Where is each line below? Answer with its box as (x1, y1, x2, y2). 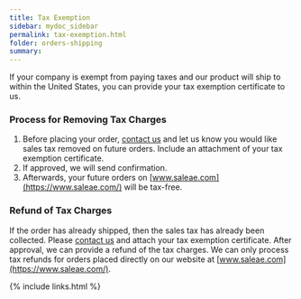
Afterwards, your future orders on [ (22, 173, 153, 183)
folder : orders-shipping (9, 38, 103, 48)
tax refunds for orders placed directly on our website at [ (9, 254, 220, 265)
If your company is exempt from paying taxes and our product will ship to (9, 71, 281, 82)
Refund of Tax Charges (9, 204, 113, 217)
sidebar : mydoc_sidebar (9, 22, 99, 31)
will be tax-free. (123, 182, 183, 192)
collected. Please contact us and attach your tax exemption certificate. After (9, 234, 292, 245)
